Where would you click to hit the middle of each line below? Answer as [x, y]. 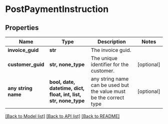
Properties [22, 28]
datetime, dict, [67, 88]
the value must [108, 91]
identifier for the [110, 64]
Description [111, 42]
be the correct [107, 97]
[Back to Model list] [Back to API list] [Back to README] [62, 116]
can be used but [110, 85]
